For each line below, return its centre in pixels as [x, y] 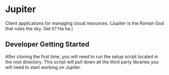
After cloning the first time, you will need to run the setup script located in [82, 56]
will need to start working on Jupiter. [43, 67]
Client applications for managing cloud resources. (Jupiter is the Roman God [85, 23]
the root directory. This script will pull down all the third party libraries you [82, 62]
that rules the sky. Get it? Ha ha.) [39, 28]
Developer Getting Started [47, 45]
